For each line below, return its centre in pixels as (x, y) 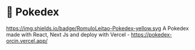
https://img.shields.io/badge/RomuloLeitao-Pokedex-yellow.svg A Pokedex (97, 28)
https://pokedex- (152, 34)
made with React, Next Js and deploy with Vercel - (68, 34)
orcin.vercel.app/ (27, 41)
